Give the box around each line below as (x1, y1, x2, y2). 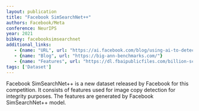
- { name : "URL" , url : (14, 47, 68, 53)
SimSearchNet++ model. (6, 99, 66, 106)
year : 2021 (6, 31, 33, 37)
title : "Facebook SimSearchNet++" (6, 14, 92, 20)
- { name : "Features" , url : (14, 58, 81, 64)
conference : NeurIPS (6, 25, 57, 31)
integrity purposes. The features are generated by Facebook (6, 93, 154, 100)
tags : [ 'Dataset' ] (6, 64, 52, 70)
